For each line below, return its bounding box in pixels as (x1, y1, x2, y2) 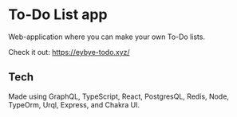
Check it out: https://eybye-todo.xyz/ (8, 47, 130, 57)
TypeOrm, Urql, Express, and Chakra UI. (8, 99, 140, 109)
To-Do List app (8, 6, 108, 24)
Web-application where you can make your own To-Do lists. (8, 32, 206, 41)
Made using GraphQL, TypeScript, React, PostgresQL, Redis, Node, (8, 92, 230, 101)
